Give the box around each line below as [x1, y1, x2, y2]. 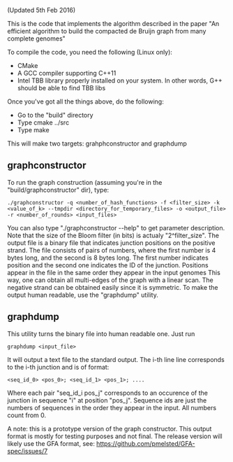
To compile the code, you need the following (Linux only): [7, 48, 173, 56]
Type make [17, 126, 50, 134]
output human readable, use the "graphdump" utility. [7, 290, 158, 299]
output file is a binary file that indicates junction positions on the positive [7, 238, 216, 247]
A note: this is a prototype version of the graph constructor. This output [7, 424, 212, 433]
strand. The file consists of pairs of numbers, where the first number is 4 [7, 246, 216, 254]
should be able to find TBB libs [17, 84, 106, 92]
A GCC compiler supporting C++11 [17, 69, 116, 77]
